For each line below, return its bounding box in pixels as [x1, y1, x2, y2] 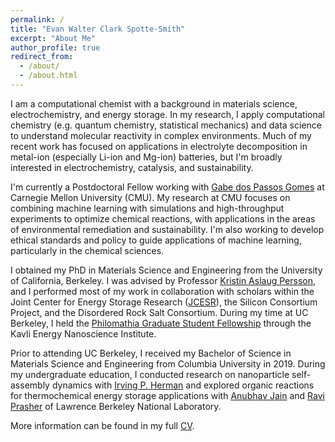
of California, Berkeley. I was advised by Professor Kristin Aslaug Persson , [10, 274, 317, 286]
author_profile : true [10, 42, 101, 53]
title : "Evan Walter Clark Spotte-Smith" [10, 24, 186, 34]
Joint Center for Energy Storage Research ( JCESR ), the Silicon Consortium [10, 296, 318, 308]
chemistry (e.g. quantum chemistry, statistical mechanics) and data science [10, 119, 322, 131]
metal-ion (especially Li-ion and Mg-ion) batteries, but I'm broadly [10, 151, 283, 163]
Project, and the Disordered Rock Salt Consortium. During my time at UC [10, 306, 309, 318]
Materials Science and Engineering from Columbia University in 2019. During [10, 357, 326, 370]
